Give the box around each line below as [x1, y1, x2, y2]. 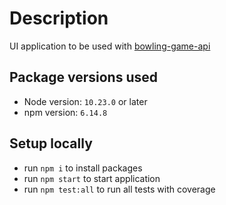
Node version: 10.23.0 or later [23, 95, 148, 107]
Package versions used [9, 69, 159, 86]
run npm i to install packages [23, 162, 143, 174]
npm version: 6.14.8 [23, 106, 108, 118]
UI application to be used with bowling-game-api [9, 40, 211, 52]
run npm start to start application [23, 172, 161, 184]
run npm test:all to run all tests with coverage [23, 183, 216, 195]
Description [9, 7, 109, 30]
